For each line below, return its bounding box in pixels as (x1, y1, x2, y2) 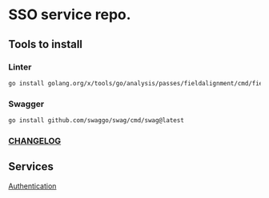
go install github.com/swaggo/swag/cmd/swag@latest (8, 117, 184, 125)
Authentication (8, 181, 57, 191)
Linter (8, 61, 32, 73)
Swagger (8, 98, 45, 109)
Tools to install (8, 38, 82, 51)
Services (8, 160, 54, 173)
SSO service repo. (8, 6, 131, 24)
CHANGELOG (8, 135, 62, 146)
